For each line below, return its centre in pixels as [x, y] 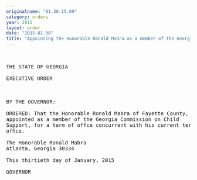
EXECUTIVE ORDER [29, 79]
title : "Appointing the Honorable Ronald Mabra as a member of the [90, 39]
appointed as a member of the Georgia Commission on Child [93, 120]
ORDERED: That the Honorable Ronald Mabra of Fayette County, [97, 114]
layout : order [23, 28]
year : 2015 [19, 22]
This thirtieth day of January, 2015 [60, 160]
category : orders [27, 17]
